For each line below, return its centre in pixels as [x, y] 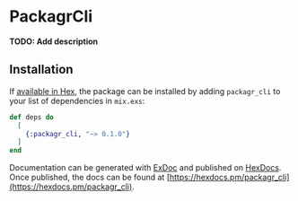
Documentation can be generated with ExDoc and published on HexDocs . [145, 168]
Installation [41, 70]
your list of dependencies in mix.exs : [77, 100]
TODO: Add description [54, 41]
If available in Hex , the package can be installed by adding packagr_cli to [145, 91]
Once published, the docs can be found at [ [90, 178]
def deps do [31, 117]
